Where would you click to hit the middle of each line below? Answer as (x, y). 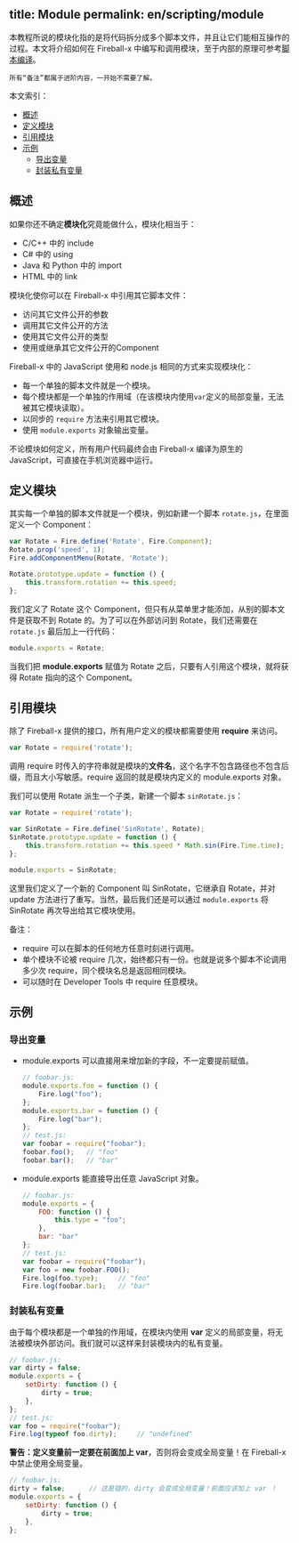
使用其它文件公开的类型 (65, 336)
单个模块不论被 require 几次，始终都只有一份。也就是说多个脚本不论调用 (154, 959)
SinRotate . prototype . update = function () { (93, 837)
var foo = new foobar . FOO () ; (76, 1270)
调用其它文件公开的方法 (65, 325)
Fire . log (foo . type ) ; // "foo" (86, 1278)
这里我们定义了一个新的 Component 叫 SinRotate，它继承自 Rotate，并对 (142, 888)
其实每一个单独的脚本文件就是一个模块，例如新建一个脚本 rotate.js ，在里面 (149, 513)
